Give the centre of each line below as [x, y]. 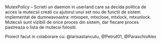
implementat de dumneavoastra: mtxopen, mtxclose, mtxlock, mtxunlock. [78, 17]
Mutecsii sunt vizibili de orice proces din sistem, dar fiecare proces [72, 22]
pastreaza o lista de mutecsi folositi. [41, 27]
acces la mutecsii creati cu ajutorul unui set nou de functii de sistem [73, 12]
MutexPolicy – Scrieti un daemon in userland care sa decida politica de [76, 7]
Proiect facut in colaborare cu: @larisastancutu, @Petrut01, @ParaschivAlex [81, 36]
